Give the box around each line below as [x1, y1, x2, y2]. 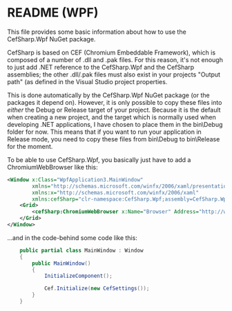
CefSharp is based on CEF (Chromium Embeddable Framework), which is [7, 48, 216, 57]
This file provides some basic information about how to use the [7, 28, 186, 36]
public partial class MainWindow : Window [19, 247, 144, 254]
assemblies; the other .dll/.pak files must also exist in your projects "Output [7, 70, 221, 79]
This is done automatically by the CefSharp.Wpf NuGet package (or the [7, 91, 210, 99]
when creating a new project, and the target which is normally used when [7, 112, 216, 121]
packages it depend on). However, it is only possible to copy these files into [7, 98, 222, 106]
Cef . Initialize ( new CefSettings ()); [43, 285, 150, 292]
